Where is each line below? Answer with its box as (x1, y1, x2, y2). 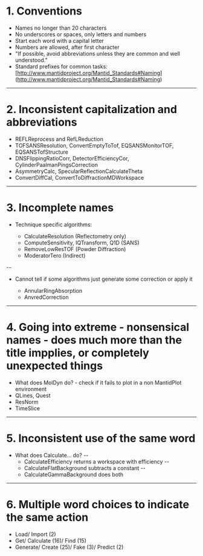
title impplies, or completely (6, 346, 149, 359)
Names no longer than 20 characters (14, 24, 107, 31)
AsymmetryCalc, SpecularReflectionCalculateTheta (14, 168, 143, 175)
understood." (14, 56, 48, 64)
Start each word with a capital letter (14, 37, 105, 44)
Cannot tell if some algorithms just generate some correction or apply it (14, 275, 193, 283)
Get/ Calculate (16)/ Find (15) (14, 537, 86, 544)
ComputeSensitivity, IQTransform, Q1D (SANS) (24, 239, 140, 246)
